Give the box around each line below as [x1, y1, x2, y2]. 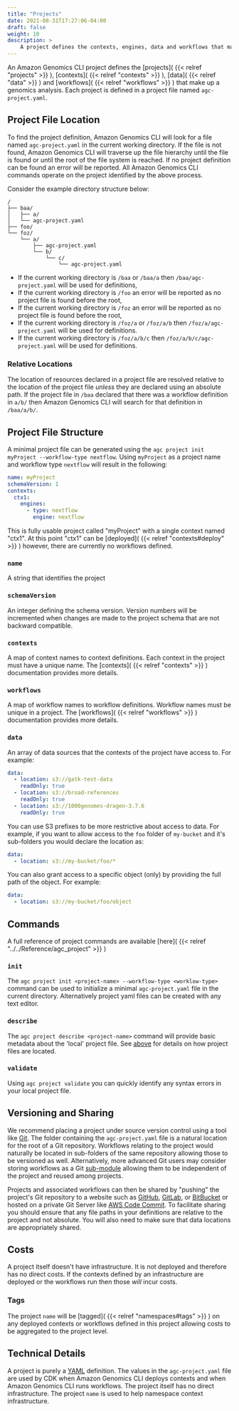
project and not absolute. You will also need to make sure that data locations [7, 1215, 231, 1224]
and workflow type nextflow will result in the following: [7, 460, 168, 469]
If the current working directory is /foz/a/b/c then [17, 333, 165, 342]
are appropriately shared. [7, 1223, 82, 1232]
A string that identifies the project [7, 574, 105, 583]
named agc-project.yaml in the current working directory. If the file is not [7, 140, 222, 149]
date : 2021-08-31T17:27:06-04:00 [7, 17, 107, 24]
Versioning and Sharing [7, 1107, 115, 1119]
